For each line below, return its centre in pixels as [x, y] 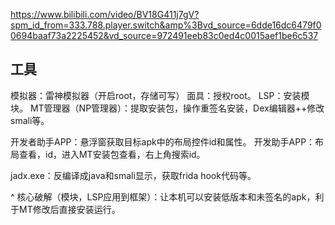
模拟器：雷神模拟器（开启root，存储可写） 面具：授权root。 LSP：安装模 [160, 95]
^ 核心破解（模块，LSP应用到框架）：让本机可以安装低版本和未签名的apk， [163, 196]
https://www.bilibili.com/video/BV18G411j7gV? [105, 14]
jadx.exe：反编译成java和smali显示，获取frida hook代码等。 [133, 175]
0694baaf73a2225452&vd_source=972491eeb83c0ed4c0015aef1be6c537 [164, 35]
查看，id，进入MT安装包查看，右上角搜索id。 [112, 154]
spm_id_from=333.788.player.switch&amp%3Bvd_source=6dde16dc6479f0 [166, 25]
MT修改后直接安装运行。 [69, 209]
